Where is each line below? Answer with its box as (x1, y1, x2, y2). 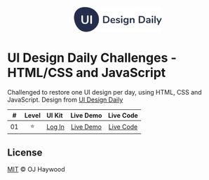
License (7, 146, 43, 158)
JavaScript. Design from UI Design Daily (7, 95, 123, 104)
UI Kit (46, 111, 63, 119)
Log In (46, 123, 65, 131)
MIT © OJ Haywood (7, 165, 65, 174)
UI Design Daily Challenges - (7, 50, 177, 66)
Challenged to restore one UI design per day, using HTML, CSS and (7, 88, 202, 97)
